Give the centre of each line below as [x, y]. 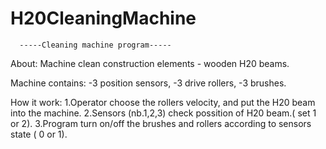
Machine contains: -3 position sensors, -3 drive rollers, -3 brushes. [148, 83]
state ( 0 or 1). [39, 134]
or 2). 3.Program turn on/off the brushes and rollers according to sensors [161, 123]
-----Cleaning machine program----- [95, 45]
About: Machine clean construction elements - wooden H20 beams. [150, 63]
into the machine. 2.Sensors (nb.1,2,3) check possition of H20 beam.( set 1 [163, 113]
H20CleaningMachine [103, 18]
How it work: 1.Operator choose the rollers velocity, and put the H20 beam [163, 102]
